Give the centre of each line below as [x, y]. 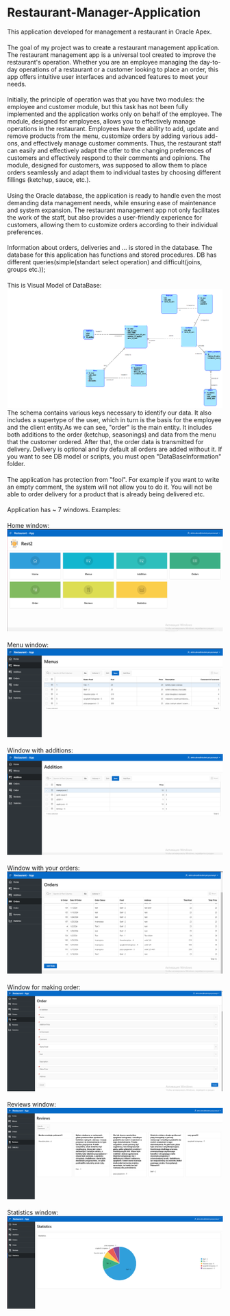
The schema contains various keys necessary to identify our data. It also [110, 413]
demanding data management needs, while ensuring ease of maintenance [112, 203]
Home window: [28, 525]
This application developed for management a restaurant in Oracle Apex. [110, 32]
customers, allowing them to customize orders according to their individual [112, 224]
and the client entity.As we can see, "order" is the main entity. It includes [110, 427]
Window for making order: [44, 987]
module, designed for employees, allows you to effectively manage [102, 122]
